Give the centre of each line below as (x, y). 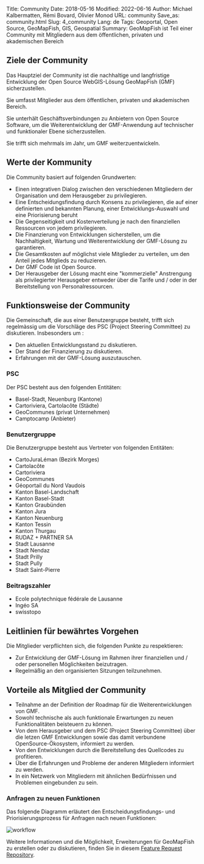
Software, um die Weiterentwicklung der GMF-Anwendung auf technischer (100, 125)
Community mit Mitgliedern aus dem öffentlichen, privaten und (85, 35)
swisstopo (28, 612)
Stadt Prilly (29, 557)
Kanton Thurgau (35, 531)
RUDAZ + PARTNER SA (44, 538)
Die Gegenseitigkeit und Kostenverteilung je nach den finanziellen (98, 221)
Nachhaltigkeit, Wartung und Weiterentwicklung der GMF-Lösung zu (101, 241)
